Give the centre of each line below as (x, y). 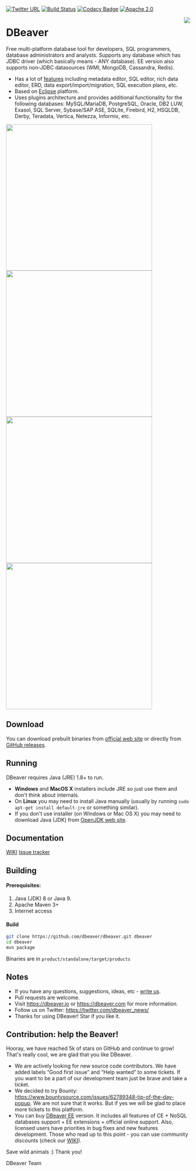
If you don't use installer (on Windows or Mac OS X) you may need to (97, 814)
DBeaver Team (24, 1163)
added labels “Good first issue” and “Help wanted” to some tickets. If (97, 1072)
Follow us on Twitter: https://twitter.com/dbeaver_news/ (82, 1010)
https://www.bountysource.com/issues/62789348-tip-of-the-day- (94, 1097)
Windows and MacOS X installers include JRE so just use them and (96, 788)
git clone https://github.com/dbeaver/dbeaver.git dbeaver (79, 937)
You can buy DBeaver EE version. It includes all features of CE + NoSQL (101, 1116)
